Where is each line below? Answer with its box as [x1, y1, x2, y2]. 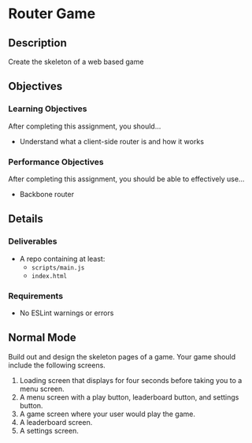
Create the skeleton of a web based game [8, 57, 144, 66]
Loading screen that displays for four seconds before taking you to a [19, 375, 243, 385]
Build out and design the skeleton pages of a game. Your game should [8, 352, 236, 361]
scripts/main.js [31, 263, 85, 272]
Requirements [8, 290, 64, 301]
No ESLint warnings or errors [19, 308, 114, 318]
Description [8, 36, 67, 50]
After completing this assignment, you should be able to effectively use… [8, 174, 245, 184]
